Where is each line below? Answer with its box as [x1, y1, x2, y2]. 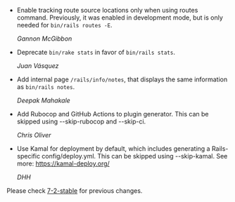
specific [16, 152, 40, 160]
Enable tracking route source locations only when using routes [16, 6, 198, 14]
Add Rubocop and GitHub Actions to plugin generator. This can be [16, 110, 209, 118]
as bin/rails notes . [16, 83, 75, 90]
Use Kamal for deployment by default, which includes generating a [16, 144, 210, 153]
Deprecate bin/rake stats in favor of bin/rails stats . [16, 48, 175, 56]
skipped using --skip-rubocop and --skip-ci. [16, 117, 146, 126]
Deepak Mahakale [16, 96, 71, 105]
